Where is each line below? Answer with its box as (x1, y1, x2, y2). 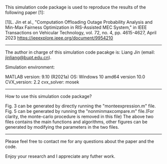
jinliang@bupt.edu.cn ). (5, 55, 52, 60)
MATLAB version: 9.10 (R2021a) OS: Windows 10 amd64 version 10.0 (5, 74, 146, 80)
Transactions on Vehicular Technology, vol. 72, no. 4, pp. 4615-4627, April (5, 30, 157, 35)
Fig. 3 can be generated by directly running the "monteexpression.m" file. (5, 103, 156, 109)
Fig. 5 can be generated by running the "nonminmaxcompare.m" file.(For (5, 108, 154, 114)
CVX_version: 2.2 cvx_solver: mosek (5, 79, 80, 85)
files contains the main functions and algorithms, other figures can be (5, 119, 148, 125)
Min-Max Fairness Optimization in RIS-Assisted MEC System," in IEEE (5, 24, 147, 30)
